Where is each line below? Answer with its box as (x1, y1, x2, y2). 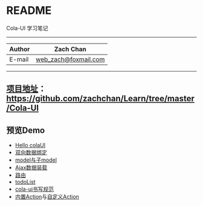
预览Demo (6, 125, 45, 135)
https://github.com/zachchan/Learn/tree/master (6, 93, 195, 104)
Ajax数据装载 (14, 164, 48, 171)
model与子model (14, 156, 57, 164)
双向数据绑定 (14, 149, 47, 156)
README (6, 4, 52, 18)
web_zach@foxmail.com (36, 55, 105, 64)
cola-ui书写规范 (14, 185, 54, 193)
